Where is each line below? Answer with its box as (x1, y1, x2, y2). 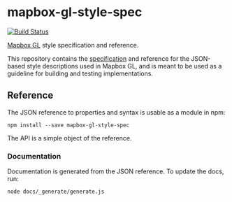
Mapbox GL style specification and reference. (7, 41, 139, 49)
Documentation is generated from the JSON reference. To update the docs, (7, 167, 224, 175)
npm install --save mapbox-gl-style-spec (7, 122, 130, 129)
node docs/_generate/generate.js (7, 188, 105, 196)
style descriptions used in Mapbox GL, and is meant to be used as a (27, 62, 222, 70)
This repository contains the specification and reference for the (7, 54, 190, 63)
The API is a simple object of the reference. (7, 134, 132, 142)
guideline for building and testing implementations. (7, 69, 154, 78)
